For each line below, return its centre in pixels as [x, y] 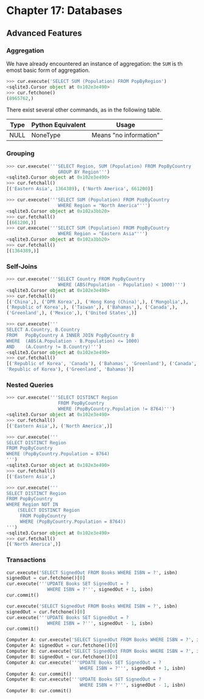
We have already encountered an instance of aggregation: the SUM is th [95, 63]
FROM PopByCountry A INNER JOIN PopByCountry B [70, 335]
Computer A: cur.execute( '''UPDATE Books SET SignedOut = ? [84, 662]
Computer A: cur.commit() [39, 674]
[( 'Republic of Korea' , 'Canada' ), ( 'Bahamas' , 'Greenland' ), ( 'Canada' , [102, 364]
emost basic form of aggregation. [48, 70]
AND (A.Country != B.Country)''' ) [54, 347]
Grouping [21, 154]
